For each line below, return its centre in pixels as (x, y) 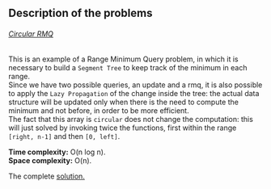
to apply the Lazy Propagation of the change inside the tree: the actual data (134, 93)
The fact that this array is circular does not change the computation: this (131, 119)
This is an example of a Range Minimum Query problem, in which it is (123, 59)
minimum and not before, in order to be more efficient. (99, 110)
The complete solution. (47, 176)
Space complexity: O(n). (50, 160)
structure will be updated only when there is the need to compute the (123, 102)
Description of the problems (80, 13)
